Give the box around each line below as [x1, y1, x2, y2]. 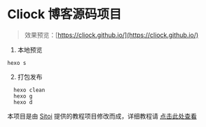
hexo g [13, 92, 33, 100]
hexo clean [13, 87, 46, 94]
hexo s [7, 59, 27, 66]
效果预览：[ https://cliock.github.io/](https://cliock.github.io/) [24, 31, 199, 39]
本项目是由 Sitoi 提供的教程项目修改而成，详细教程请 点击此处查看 [7, 112, 198, 120]
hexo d [13, 98, 33, 105]
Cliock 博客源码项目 [7, 6, 122, 22]
